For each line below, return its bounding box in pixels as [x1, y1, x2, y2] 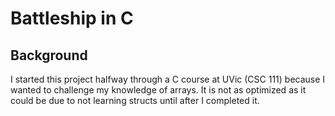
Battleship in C [10, 7, 134, 30]
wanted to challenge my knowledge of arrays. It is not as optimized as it [10, 84, 307, 96]
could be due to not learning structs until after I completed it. [10, 95, 260, 106]
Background [10, 47, 88, 64]
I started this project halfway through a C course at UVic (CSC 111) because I [10, 73, 326, 85]
